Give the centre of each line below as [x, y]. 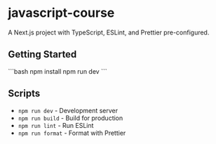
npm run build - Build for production [70, 118]
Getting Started [42, 54]
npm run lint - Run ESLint [56, 125]
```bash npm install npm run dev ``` [58, 71]
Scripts [24, 94]
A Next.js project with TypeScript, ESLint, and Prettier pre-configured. [109, 32]
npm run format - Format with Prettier [72, 133]
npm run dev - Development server [68, 110]
